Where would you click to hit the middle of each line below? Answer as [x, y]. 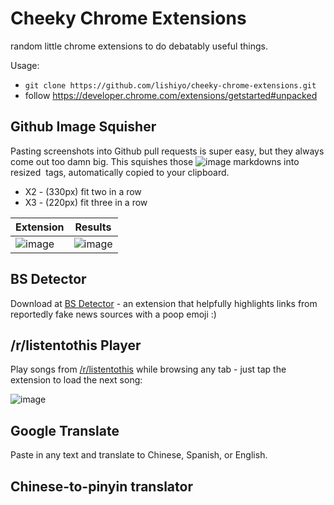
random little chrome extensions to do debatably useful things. [139, 46]
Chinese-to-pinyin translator [101, 486]
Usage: [25, 65]
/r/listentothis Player [76, 345]
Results [93, 227]
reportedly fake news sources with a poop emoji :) [113, 314]
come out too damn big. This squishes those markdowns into [155, 161]
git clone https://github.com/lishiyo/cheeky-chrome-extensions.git [170, 85]
